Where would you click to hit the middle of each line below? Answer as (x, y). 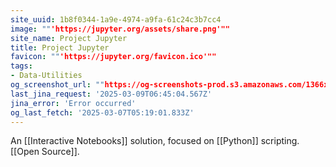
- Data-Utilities (46, 76)
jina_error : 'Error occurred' (73, 103)
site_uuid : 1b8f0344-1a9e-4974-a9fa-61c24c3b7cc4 (116, 19)
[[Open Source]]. (45, 152)
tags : (21, 66)
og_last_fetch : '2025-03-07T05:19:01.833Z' (102, 112)
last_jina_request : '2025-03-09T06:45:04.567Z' (111, 94)
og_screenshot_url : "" (57, 85)
